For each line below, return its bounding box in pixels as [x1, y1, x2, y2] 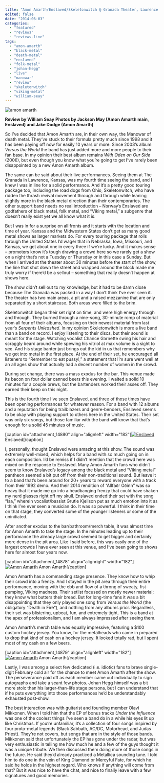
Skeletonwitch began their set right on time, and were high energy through [5, 309, 155, 316]
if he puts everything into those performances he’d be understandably [5, 691, 146, 696]
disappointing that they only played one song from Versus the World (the [5, 599, 151, 605]
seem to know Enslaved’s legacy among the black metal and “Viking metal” [5, 467, 156, 473]
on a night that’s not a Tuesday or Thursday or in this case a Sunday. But [5, 254, 151, 260]
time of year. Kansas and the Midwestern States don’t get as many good [5, 228, 150, 234]
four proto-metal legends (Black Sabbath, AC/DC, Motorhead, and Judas [5, 726, 151, 732]
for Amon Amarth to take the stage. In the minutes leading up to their [5, 529, 143, 534]
